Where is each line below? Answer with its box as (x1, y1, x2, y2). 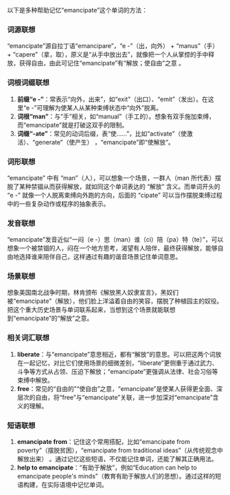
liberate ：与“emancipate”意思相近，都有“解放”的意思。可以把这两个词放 (16, 350, 222, 358)
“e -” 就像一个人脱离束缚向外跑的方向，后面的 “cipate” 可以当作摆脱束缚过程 (7, 191, 223, 199)
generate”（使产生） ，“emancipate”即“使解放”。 (34, 138, 175, 146)
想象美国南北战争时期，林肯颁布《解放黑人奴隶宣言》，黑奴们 (7, 288, 179, 297)
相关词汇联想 (7, 333, 50, 343)
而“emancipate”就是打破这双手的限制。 (16, 120, 128, 129)
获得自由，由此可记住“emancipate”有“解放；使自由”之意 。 (19, 59, 185, 67)
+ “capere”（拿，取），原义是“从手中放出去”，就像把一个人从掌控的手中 (7, 50, 209, 59)
